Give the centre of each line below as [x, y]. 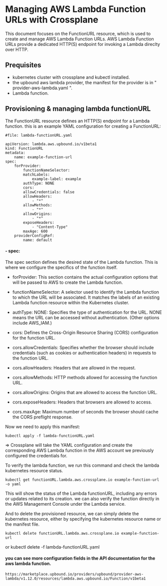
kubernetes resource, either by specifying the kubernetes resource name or [83, 519]
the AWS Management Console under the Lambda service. [66, 504]
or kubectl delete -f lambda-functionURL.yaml [52, 547]
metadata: [15, 153]
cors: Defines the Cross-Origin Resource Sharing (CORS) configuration [85, 332]
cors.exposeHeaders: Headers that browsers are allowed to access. [82, 402]
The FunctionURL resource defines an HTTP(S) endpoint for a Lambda [78, 121]
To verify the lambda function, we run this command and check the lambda [82, 465]
